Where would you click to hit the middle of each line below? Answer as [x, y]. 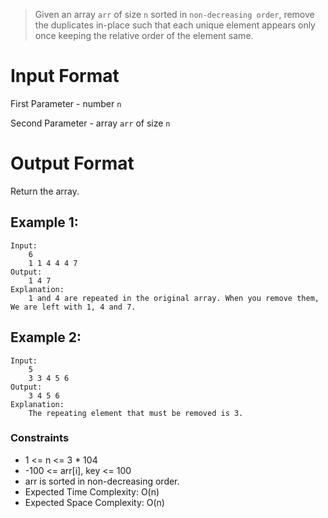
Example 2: [46, 337]
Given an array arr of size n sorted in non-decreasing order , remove [174, 14]
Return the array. [45, 191]
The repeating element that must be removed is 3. [136, 413]
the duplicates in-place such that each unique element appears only [175, 25]
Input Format [65, 76]
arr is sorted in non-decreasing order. [102, 481]
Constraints [40, 438]
